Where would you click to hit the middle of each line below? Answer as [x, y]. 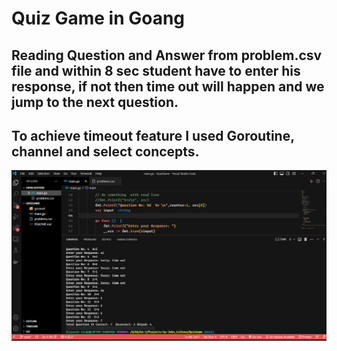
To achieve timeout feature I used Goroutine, [153, 135]
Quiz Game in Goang [98, 18]
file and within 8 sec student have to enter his [156, 70]
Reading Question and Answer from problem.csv [167, 55]
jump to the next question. [95, 102]
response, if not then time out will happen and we [168, 86]
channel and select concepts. [105, 151]
